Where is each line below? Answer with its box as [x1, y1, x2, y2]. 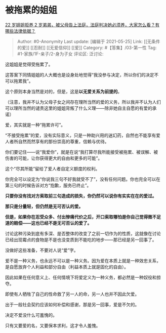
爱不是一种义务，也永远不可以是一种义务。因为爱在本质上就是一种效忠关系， [5, 257, 161, 263]
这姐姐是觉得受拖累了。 [5, 61, 53, 67]
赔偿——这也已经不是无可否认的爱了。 [13, 220, 92, 226]
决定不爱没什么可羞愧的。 [5, 312, 57, 318]
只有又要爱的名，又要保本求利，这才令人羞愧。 [5, 322, 100, 329]
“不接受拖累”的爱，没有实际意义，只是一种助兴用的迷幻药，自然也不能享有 [5, 132, 157, 138]
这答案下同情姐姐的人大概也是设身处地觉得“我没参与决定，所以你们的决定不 [5, 72, 159, 78]
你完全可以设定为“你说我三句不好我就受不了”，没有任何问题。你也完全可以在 [5, 176, 161, 182]
